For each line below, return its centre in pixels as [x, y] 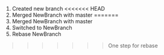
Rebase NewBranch [36, 34]
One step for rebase [133, 45]
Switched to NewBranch [42, 27]
